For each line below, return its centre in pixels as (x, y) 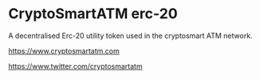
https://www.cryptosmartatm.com (64, 51)
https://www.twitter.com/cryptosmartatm (75, 66)
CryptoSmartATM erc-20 (93, 14)
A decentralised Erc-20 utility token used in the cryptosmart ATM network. (130, 36)
